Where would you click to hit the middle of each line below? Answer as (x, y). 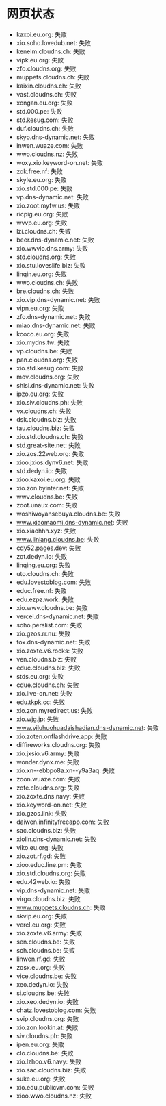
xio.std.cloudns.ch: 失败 (50, 436)
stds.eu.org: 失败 (40, 676)
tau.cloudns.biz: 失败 (46, 428)
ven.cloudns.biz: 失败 (46, 659)
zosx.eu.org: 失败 (41, 967)
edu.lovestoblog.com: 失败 (54, 582)
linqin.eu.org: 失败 (42, 274)
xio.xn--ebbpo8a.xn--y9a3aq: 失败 (66, 770)
